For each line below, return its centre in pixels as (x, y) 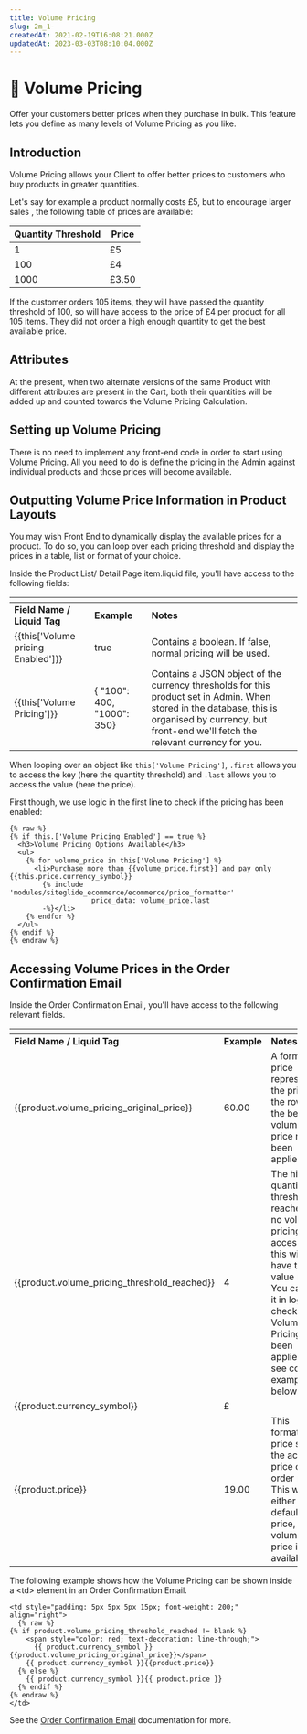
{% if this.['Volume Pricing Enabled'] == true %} (108, 837)
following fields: (39, 583)
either (284, 1501)
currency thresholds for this (211, 685)
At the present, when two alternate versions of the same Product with (140, 381)
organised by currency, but (209, 720)
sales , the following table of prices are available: (101, 212)
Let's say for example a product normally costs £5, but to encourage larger (150, 202)
